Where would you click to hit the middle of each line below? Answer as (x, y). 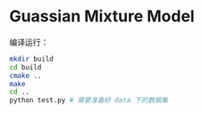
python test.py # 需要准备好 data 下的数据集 (89, 101)
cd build (25, 67)
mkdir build (31, 59)
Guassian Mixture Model (102, 16)
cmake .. (25, 76)
